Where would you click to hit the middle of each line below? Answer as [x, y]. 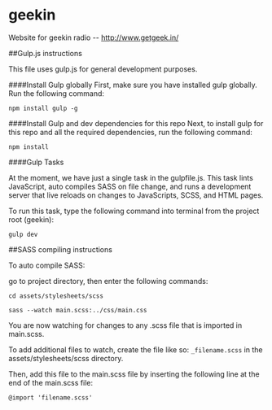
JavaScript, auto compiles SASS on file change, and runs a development [130, 186]
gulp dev [23, 234]
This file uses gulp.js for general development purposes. [103, 69]
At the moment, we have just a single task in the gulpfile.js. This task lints [131, 177]
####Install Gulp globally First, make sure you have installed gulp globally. [133, 85]
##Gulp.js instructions [46, 53]
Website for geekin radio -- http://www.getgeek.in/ [94, 37]
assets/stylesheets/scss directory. [66, 358]
